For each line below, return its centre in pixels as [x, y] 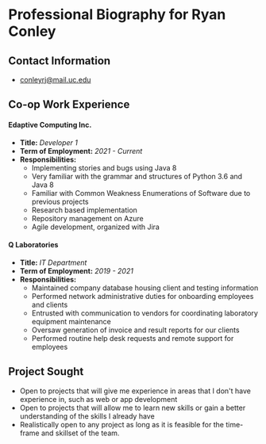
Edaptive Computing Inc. [50, 124]
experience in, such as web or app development [98, 399]
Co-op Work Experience [69, 105]
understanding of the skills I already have [87, 416]
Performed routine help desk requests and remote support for [133, 338]
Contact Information [60, 61]
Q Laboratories [33, 245]
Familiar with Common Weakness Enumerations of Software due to [141, 193]
